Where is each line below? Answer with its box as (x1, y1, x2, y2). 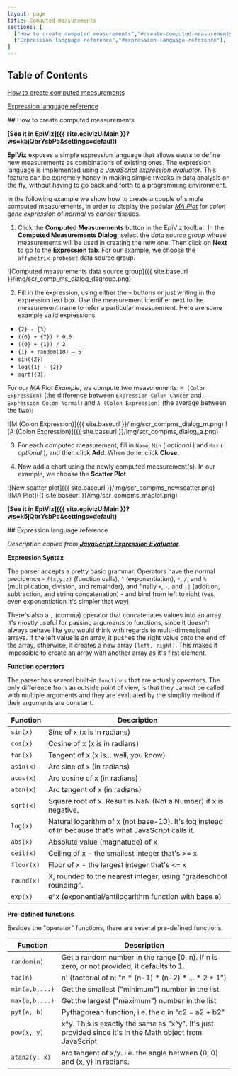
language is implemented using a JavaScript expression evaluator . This (7, 166, 217, 174)
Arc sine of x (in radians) (48, 762, 130, 772)
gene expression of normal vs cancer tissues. (7, 210, 141, 218)
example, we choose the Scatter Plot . (17, 469, 128, 478)
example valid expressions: (17, 311, 97, 319)
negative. (48, 805, 79, 815)
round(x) (11, 876, 40, 885)
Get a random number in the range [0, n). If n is (61, 952, 218, 962)
